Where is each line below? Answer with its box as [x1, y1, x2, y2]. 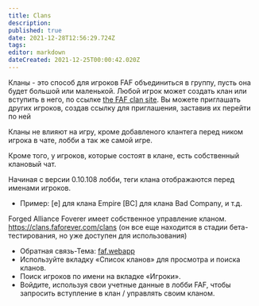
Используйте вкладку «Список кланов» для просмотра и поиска [19, 254, 241, 264]
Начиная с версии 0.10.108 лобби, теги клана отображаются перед [8, 174, 235, 184]
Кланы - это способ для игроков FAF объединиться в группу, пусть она [8, 77, 252, 87]
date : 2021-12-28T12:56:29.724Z [8, 33, 115, 42]
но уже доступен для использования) [59, 230, 187, 240]
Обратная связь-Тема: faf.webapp [19, 246, 135, 255]
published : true [8, 26, 62, 34]
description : [8, 19, 52, 27]
